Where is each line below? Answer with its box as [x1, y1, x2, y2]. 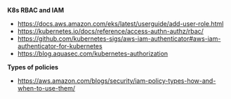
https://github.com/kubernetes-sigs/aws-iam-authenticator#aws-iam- [17, 34, 221, 43]
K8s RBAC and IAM [7, 6, 65, 14]
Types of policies [7, 63, 58, 71]
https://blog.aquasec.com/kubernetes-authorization [17, 49, 169, 58]
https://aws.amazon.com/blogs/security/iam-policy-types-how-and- [17, 77, 216, 85]
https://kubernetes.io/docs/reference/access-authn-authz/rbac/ [17, 27, 204, 35]
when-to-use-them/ [17, 84, 76, 92]
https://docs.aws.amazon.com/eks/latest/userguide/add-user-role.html [17, 20, 224, 27]
